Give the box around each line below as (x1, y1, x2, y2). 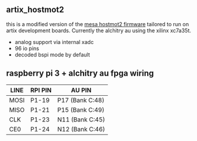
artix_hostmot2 (6, 5, 64, 15)
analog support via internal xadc (14, 38, 94, 45)
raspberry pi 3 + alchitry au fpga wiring (6, 68, 154, 79)
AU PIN (71, 86, 92, 94)
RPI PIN (30, 86, 52, 94)
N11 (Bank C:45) (57, 115, 106, 124)
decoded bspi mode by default (14, 51, 90, 58)
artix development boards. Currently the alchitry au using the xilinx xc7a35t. (6, 27, 192, 34)
